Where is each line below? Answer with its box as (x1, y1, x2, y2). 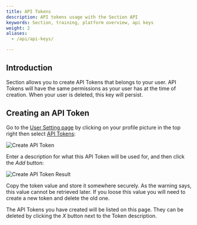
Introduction (6, 63, 53, 73)
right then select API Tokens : (6, 130, 76, 137)
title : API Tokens (6, 8, 51, 15)
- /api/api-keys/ (11, 36, 54, 42)
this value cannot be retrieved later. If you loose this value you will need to (6, 188, 186, 195)
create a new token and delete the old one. (6, 194, 110, 201)
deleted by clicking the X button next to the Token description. (6, 212, 157, 219)
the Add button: (6, 159, 44, 166)
